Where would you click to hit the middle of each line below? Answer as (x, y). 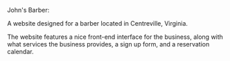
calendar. (20, 52)
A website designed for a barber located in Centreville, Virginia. (98, 23)
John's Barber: (28, 10)
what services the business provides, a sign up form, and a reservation (108, 44)
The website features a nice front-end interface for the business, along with (115, 37)
